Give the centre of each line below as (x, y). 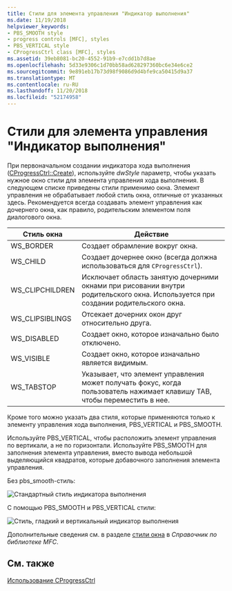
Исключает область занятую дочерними (150, 276)
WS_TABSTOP (33, 387)
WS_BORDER (32, 245)
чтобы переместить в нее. (126, 400)
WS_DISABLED (35, 338)
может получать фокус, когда (132, 382)
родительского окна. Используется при (148, 294)
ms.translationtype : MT (41, 78)
